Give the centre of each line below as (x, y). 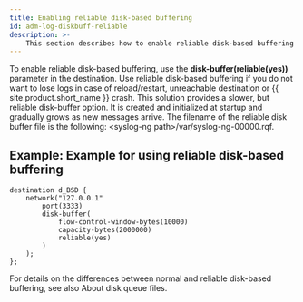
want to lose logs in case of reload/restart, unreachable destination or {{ (144, 88)
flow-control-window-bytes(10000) (123, 222)
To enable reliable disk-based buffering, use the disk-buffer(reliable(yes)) (149, 69)
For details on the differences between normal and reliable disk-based (141, 278)
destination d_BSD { (49, 190)
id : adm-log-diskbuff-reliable (68, 26)
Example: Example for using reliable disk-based (147, 155)
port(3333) (63, 206)
